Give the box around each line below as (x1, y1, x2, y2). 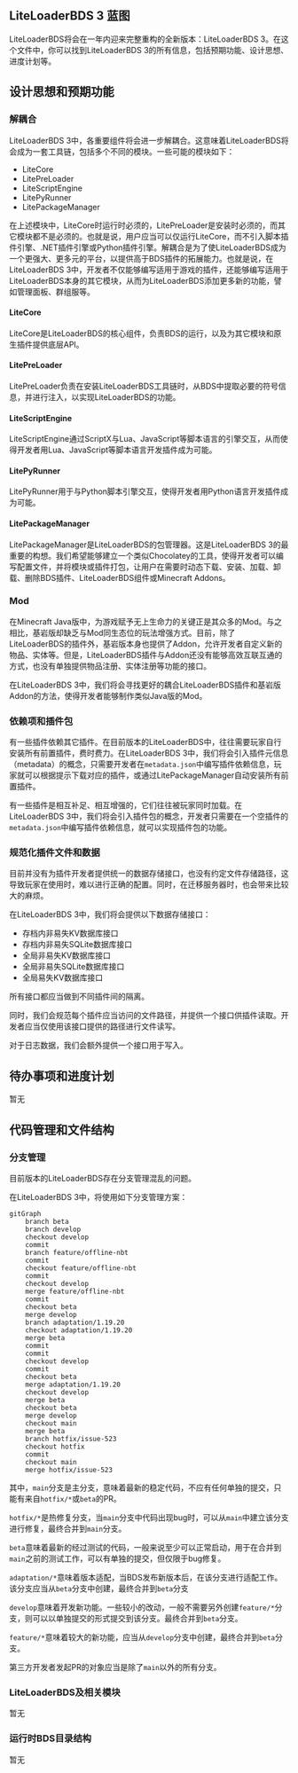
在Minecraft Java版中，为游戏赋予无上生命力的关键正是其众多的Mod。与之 (9, 616, 282, 627)
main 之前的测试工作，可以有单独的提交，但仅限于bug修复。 (9, 1553, 226, 1564)
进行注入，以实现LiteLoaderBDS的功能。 (32, 391, 181, 402)
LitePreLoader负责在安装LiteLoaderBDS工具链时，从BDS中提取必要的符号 (9, 380, 279, 391)
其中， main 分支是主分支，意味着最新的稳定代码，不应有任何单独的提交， (9, 1482, 274, 1493)
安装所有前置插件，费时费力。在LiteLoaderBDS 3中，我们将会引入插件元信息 (9, 748, 289, 758)
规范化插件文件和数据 (9, 846, 100, 859)
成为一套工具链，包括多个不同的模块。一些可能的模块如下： (16, 145, 235, 157)
